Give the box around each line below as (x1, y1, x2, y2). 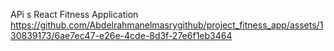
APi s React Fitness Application (10, 9, 139, 20)
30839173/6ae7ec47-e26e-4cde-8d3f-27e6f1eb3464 (10, 30, 233, 41)
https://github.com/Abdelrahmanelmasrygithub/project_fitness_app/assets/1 (10, 19, 324, 31)
